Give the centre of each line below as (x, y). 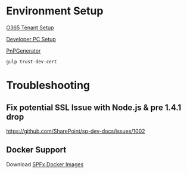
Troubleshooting (48, 86)
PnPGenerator (24, 51)
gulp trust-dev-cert (32, 62)
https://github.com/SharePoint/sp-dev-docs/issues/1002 (76, 131)
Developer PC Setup (31, 39)
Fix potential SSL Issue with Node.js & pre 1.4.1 (94, 107)
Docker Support (36, 150)
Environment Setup (55, 11)
